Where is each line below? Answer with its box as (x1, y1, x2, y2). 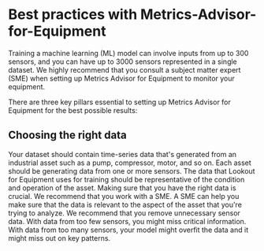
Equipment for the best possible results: (8, 105, 138, 115)
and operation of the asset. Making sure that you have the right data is (8, 183, 236, 193)
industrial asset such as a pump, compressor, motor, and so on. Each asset (8, 158, 252, 167)
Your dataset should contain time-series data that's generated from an (8, 149, 237, 159)
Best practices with (8, 6, 138, 24)
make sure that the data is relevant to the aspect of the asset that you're (8, 200, 243, 209)
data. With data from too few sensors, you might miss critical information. (8, 216, 247, 226)
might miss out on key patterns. (8, 233, 111, 242)
